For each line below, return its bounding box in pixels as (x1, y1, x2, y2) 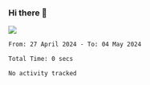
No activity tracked (8, 70, 78, 78)
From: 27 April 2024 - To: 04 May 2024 (8, 40, 142, 49)
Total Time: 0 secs (8, 55, 74, 63)
